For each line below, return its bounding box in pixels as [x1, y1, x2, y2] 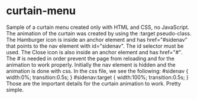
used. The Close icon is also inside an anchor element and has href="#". [6, 48, 182, 55]
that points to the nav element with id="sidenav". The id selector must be [6, 42, 184, 49]
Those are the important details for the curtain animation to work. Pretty [6, 80, 182, 87]
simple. [6, 86, 24, 93]
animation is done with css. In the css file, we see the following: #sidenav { [6, 67, 189, 74]
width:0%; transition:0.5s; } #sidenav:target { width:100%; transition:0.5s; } [6, 74, 189, 81]
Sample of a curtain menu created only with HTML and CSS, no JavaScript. [6, 24, 189, 31]
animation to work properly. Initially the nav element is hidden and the [6, 61, 176, 68]
